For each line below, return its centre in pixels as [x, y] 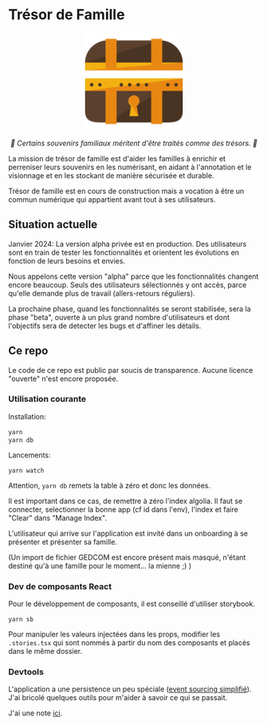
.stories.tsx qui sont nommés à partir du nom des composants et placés [130, 643]
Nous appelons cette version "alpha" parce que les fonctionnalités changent [133, 276]
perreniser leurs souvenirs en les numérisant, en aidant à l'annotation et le [130, 167]
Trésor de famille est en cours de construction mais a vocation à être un [126, 191]
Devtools [26, 672]
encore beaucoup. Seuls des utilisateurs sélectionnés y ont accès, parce [128, 284]
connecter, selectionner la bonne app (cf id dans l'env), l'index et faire [124, 509]
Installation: [27, 416]
